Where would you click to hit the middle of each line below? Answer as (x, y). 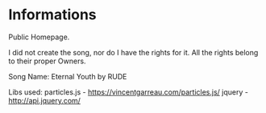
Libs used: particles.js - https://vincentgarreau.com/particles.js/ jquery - (128, 92)
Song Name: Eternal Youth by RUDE (68, 76)
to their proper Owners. (47, 61)
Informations (52, 15)
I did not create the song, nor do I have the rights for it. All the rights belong (133, 52)
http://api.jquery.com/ (44, 100)
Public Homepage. (39, 37)
